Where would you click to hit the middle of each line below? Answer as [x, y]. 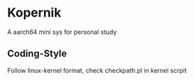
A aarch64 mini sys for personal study [62, 32]
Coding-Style [37, 54]
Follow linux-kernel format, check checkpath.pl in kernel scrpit [97, 70]
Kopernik [34, 13]
